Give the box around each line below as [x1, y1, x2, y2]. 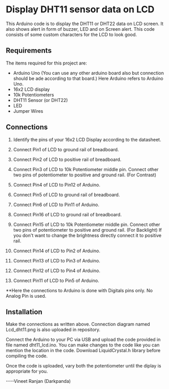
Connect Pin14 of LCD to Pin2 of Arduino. [13, 248, 100, 254]
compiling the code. [6, 353, 48, 359]
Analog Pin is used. [6, 293, 47, 299]
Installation [6, 308, 43, 316]
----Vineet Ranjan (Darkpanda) [6, 378, 71, 384]
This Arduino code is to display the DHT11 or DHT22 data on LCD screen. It [6, 21, 163, 27]
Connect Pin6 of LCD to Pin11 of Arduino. [13, 201, 99, 208]
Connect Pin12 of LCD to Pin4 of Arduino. [13, 268, 100, 274]
